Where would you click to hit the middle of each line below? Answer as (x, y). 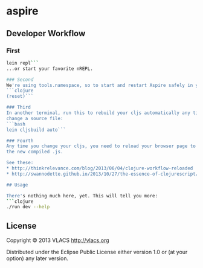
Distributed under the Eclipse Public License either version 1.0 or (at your (97, 252)
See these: (20, 163)
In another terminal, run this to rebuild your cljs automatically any (98, 113)
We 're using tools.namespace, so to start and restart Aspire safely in (100, 85)
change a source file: (35, 118)
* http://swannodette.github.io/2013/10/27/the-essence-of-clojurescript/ (102, 174)
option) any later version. (37, 258)
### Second (20, 80)
